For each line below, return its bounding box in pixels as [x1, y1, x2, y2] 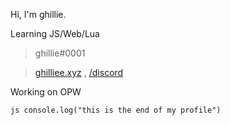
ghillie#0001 [34, 47, 86, 59]
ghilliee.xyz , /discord [34, 67, 124, 78]
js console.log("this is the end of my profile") [10, 105, 222, 115]
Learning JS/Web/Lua [10, 28, 100, 39]
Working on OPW [10, 86, 82, 98]
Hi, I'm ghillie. [10, 9, 67, 20]
